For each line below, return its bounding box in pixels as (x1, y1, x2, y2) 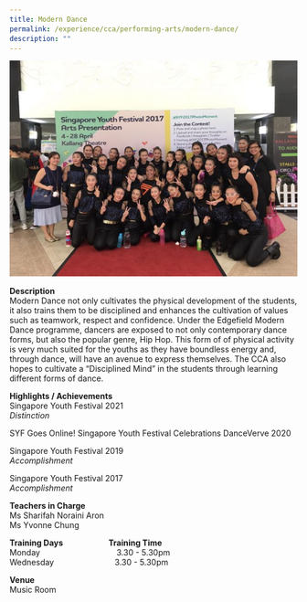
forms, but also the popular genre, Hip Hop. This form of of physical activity (9, 334, 295, 345)
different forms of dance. (9, 373, 104, 384)
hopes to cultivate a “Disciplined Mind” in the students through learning (9, 364, 279, 375)
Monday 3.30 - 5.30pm (9, 547, 171, 558)
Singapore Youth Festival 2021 (9, 400, 123, 411)
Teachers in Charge (9, 501, 86, 512)
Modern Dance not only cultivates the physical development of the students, (9, 295, 298, 306)
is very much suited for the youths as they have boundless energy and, (9, 343, 277, 355)
